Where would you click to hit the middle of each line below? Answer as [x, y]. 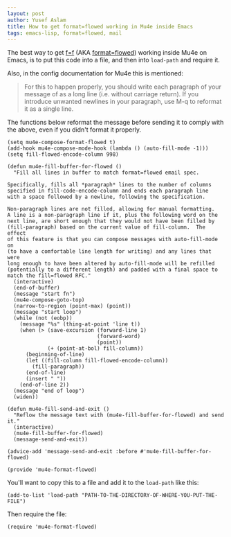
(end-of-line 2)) [45, 385]
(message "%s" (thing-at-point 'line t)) [80, 324]
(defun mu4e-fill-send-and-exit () [58, 410]
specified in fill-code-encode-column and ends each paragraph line [108, 191]
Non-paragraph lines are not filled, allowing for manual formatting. [111, 209]
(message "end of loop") [49, 391]
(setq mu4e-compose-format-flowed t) [62, 143]
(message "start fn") [45, 294]
